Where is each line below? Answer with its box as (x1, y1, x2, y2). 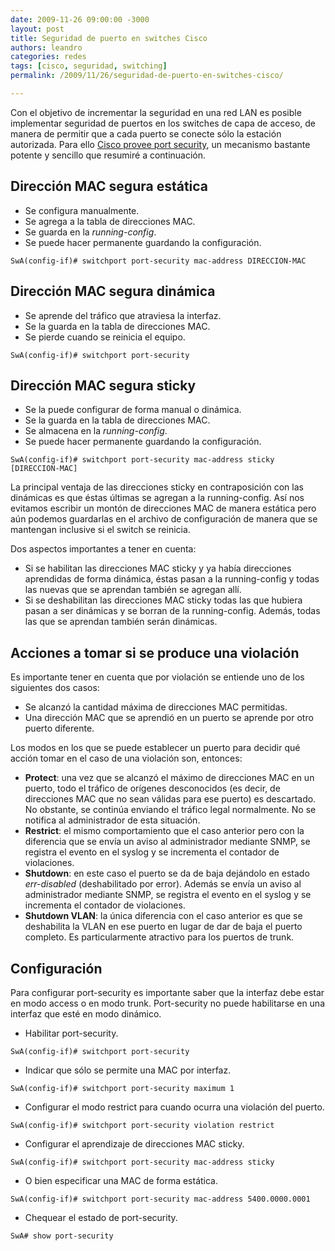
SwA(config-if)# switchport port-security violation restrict (10, 1120, 275, 1130)
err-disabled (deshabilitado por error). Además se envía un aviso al (24, 878, 302, 890)
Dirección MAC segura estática (10, 178, 209, 195)
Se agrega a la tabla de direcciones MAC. (24, 215, 196, 227)
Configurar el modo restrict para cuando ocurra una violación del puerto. (24, 1101, 325, 1113)
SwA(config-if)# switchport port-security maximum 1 (10, 1083, 235, 1093)
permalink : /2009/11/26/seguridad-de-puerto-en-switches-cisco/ (10, 71, 284, 81)
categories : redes (10, 52, 87, 62)
